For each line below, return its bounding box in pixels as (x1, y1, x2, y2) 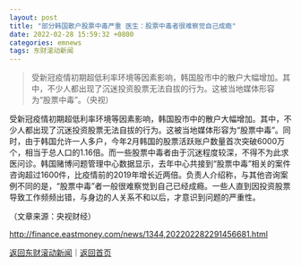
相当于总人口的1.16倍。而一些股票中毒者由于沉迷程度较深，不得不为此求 (24, 147, 289, 158)
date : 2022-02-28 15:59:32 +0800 (9, 30, 134, 39)
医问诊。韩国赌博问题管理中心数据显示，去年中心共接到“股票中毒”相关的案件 (9, 159, 291, 169)
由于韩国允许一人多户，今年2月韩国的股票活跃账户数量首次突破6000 (24, 136, 278, 147)
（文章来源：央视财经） (9, 211, 96, 222)
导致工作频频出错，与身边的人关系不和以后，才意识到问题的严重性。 (9, 192, 261, 202)
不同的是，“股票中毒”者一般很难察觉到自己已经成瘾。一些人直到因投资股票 (16, 181, 291, 192)
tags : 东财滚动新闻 (9, 47, 74, 56)
